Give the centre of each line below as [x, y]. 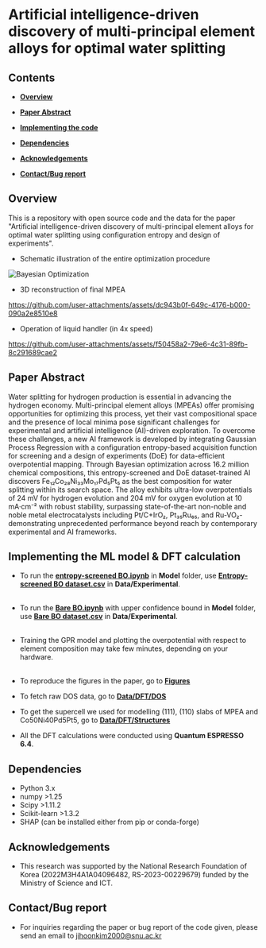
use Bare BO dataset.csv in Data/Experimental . [98, 617]
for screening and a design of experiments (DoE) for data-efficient [116, 455]
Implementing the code [59, 128]
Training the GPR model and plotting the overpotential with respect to [133, 640]
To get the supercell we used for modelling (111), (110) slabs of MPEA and [139, 712]
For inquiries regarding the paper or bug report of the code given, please [139, 927]
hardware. [37, 657]
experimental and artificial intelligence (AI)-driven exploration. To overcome [132, 430]
